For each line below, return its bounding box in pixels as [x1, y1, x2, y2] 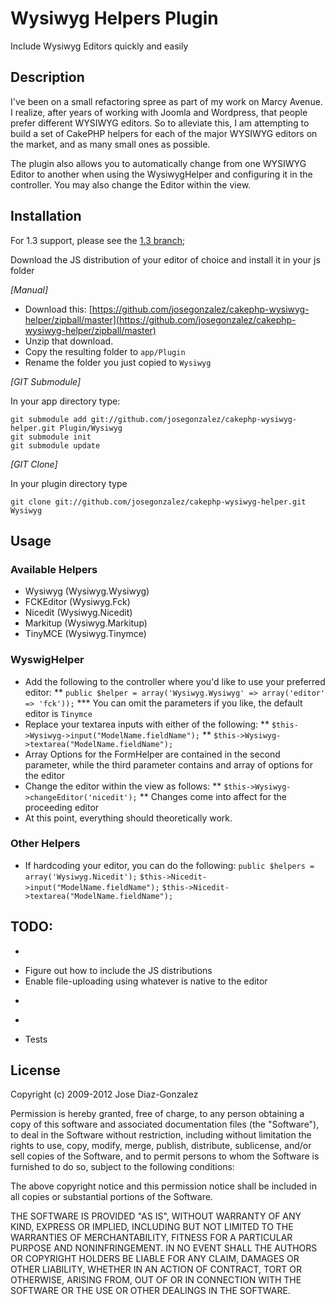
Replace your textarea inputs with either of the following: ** [24, 718, 270, 730]
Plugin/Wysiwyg [59, 423, 123, 433]
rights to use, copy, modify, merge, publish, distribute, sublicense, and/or [10, 1140, 312, 1152]
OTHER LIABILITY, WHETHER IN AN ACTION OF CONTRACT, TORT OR [10, 1263, 302, 1276]
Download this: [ [24, 303, 93, 315]
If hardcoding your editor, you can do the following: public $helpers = [24, 859, 315, 871]
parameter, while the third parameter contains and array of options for [24, 758, 313, 771]
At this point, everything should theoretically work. [24, 812, 233, 824]
